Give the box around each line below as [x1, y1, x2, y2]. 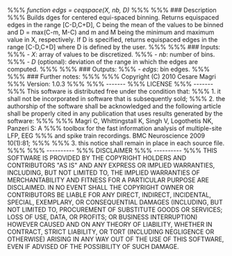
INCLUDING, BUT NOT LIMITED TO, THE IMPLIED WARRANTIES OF [7, 168, 200, 177]
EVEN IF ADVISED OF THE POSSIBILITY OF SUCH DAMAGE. [7, 243, 179, 250]
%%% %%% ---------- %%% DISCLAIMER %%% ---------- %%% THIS [7, 146, 217, 154]
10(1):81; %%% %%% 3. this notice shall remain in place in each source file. [7, 139, 224, 147]
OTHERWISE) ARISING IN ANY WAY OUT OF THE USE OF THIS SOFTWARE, [7, 235, 224, 243]
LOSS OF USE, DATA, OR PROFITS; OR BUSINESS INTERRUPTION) [7, 213, 198, 221]
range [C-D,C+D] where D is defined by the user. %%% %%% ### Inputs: [7, 43, 221, 51]
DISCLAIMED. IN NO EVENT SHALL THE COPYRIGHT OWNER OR [7, 184, 194, 191]
